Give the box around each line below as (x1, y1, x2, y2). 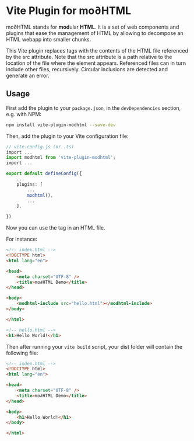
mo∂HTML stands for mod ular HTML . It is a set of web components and (6, 23, 179, 30)
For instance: (6, 235, 38, 243)
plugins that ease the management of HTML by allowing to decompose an (6, 29, 184, 36)
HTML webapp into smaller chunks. (6, 36, 91, 43)
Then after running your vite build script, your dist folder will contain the (6, 343, 182, 350)
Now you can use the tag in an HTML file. (6, 224, 106, 231)
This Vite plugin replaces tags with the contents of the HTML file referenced (6, 47, 188, 54)
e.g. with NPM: (6, 110, 42, 117)
